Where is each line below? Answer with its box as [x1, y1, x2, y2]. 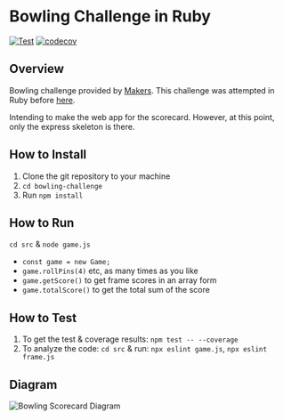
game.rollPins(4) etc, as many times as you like [21, 265, 198, 277]
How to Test [9, 310, 77, 326]
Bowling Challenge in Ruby [9, 6, 212, 27]
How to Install [9, 147, 87, 162]
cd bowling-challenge [21, 182, 102, 190]
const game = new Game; [21, 258, 111, 267]
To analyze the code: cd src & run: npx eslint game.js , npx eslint [21, 343, 268, 354]
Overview [9, 61, 65, 77]
